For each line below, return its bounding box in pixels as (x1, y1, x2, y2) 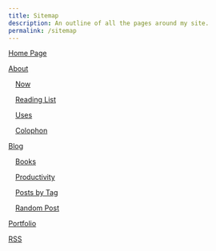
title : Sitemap (8, 11, 59, 20)
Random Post (15, 203, 60, 213)
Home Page (8, 49, 47, 58)
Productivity (15, 173, 56, 182)
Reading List (15, 95, 56, 105)
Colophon (15, 125, 48, 136)
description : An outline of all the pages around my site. (8, 19, 210, 27)
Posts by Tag (15, 188, 58, 197)
